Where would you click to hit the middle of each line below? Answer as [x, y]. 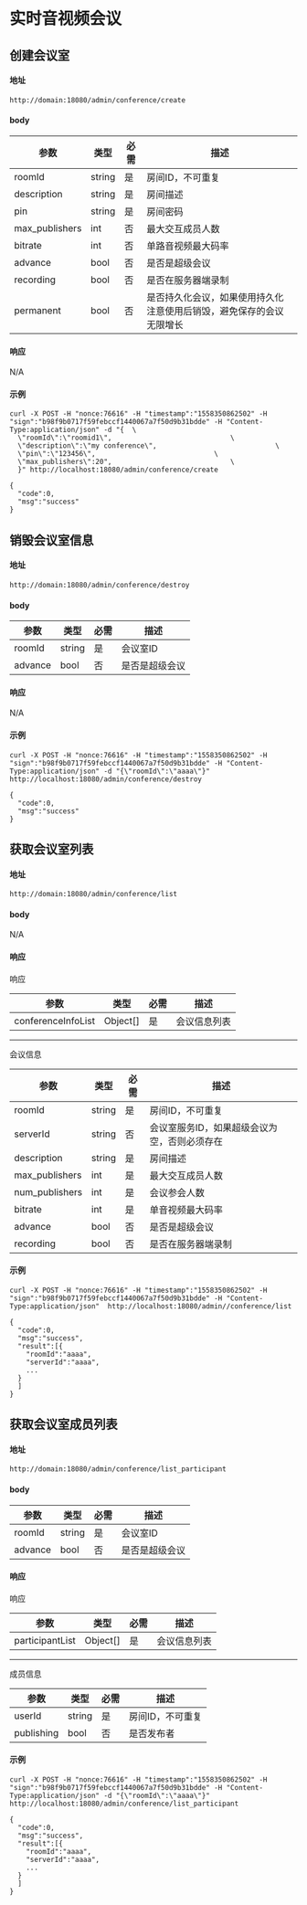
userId [28, 1716]
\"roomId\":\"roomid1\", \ [126, 438]
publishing [37, 1732]
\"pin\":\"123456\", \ [118, 454]
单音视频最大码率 [186, 1210]
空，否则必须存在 [186, 1141]
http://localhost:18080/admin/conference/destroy [106, 779]
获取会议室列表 [52, 849]
